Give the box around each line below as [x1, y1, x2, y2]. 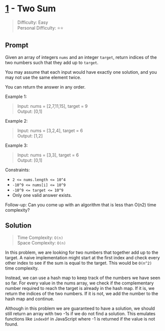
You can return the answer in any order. [5, 84, 85, 90]
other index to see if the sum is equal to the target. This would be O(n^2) [5, 260, 152, 266]
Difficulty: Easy [17, 19, 48, 25]
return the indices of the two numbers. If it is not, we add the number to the [5, 290, 159, 296]
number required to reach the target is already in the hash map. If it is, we [5, 285, 155, 291]
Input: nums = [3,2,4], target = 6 [17, 127, 83, 134]
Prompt [5, 41, 29, 49]
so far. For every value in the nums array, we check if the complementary [5, 280, 154, 286]
